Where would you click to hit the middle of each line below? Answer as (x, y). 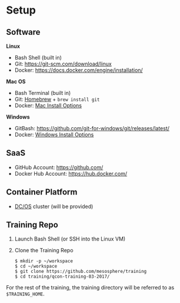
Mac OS (16, 81)
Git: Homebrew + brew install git (57, 99)
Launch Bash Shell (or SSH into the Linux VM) (70, 239)
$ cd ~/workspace (36, 266)
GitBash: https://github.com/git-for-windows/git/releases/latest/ (92, 128)
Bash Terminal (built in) (43, 93)
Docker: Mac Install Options (48, 106)
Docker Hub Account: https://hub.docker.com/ (71, 173)
